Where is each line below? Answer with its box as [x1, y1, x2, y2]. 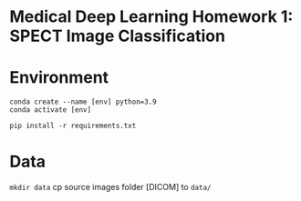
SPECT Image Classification [9, 25, 226, 46]
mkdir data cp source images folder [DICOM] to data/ [9, 182, 212, 193]
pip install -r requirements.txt [9, 121, 137, 131]
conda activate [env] [9, 106, 92, 115]
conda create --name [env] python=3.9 [9, 97, 157, 106]
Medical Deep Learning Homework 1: [9, 6, 294, 27]
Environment [9, 67, 109, 88]
